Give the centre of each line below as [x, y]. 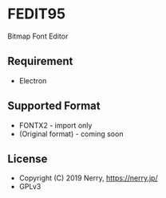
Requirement [40, 61]
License [28, 158]
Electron [33, 80]
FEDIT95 [36, 14]
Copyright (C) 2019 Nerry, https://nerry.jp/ [88, 178]
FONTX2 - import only [55, 125]
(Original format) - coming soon [71, 134]
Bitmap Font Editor [38, 36]
